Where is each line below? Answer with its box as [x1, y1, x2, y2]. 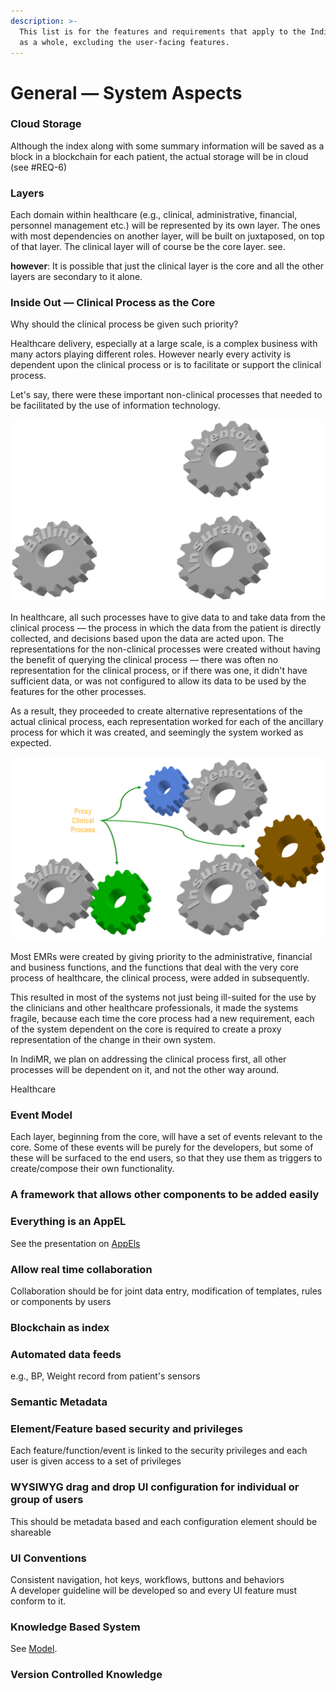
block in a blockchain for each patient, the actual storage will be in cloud [10, 150, 309, 162]
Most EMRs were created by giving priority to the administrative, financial [10, 951, 313, 963]
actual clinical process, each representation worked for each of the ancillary [10, 715, 324, 727]
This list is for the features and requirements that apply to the [19, 26, 307, 37]
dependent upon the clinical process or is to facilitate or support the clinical [10, 359, 322, 371]
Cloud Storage [10, 117, 82, 131]
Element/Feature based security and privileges [10, 1422, 243, 1436]
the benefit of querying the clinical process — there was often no [10, 653, 279, 665]
